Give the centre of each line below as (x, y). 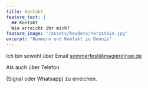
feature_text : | (26, 17)
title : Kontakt (25, 12)
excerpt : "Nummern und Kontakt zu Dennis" (59, 39)
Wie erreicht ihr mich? (40, 28)
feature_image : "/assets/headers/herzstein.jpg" (67, 34)
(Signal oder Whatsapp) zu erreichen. (52, 79)
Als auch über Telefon (33, 67)
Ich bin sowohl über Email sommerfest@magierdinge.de (74, 56)
